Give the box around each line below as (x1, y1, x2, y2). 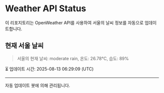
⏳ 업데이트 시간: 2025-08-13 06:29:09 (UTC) (5, 66, 94, 71)
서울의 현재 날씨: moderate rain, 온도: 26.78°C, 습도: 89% (17, 55, 129, 61)
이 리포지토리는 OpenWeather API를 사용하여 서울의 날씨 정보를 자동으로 (5, 20, 144, 25)
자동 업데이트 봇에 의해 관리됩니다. (5, 82, 70, 88)
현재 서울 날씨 (5, 42, 44, 50)
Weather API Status (5, 3, 86, 14)
